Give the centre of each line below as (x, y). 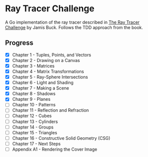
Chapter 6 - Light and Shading (43, 83)
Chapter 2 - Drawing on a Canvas (46, 60)
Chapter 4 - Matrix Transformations (48, 71)
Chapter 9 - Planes (31, 99)
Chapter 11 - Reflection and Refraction (50, 110)
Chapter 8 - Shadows (34, 94)
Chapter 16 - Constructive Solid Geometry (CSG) (61, 138)
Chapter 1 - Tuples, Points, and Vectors (52, 55)
